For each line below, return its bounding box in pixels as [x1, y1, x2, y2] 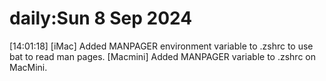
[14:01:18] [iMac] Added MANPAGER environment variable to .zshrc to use [9, 40, 314, 52]
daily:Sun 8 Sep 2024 [9, 7, 193, 30]
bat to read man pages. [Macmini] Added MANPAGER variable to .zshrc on [9, 50, 317, 62]
